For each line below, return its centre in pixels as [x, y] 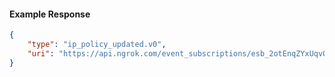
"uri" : [41, 53]
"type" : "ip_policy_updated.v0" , [97, 45]
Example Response [50, 14]
